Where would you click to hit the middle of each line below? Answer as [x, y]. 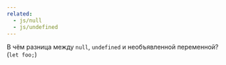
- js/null [27, 20]
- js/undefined [36, 27]
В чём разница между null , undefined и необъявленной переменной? [113, 47]
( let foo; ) [22, 54]
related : [20, 14]
